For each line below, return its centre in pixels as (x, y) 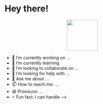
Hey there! (27, 9)
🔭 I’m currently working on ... (41, 57)
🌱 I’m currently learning (35, 63)
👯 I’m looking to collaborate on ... (45, 68)
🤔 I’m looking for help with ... (41, 73)
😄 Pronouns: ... (28, 91)
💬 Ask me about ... (30, 78)
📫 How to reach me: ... (35, 84)
